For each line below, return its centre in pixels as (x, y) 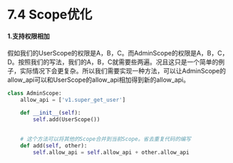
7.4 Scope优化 (50, 15)
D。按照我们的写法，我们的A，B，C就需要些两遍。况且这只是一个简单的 (113, 62)
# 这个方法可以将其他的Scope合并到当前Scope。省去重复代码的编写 (105, 139)
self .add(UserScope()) (67, 120)
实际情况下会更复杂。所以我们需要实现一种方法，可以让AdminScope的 (123, 71)
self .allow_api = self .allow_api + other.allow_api (112, 152)
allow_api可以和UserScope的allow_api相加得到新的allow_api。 (99, 80)
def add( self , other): (54, 146)
